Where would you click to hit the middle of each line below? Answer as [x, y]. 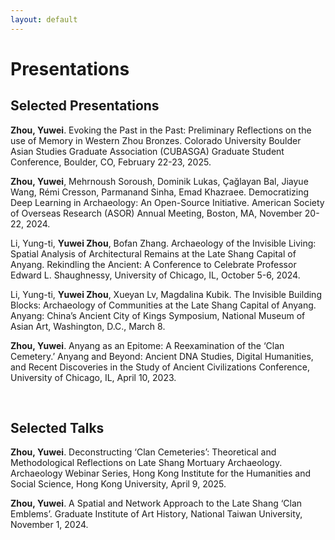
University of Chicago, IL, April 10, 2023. [93, 377]
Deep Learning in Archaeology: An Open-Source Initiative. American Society [167, 202]
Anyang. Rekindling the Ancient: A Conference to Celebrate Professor [153, 264]
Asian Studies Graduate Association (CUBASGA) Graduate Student [147, 151]
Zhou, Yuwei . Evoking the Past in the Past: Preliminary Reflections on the [161, 130]
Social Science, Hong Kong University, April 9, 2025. [118, 484]
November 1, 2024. [49, 525]
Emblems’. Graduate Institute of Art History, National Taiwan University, [156, 514]
